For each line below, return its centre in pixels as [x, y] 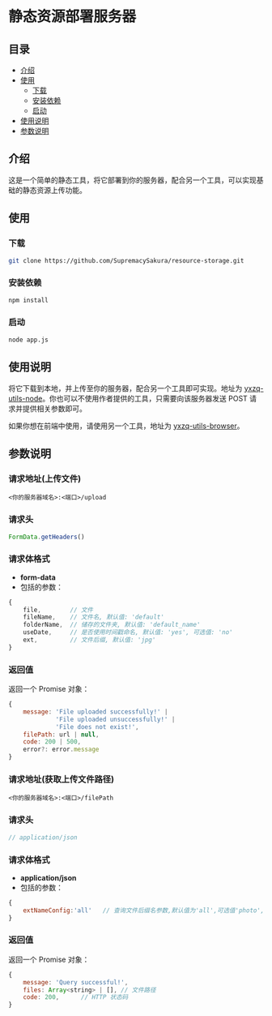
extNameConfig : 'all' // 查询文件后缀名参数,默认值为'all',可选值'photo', [144, 910]
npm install [28, 300]
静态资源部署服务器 [72, 17]
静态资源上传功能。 [54, 190]
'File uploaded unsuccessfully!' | [115, 719]
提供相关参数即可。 [54, 408]
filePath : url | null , [61, 735]
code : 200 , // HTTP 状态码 [76, 997]
